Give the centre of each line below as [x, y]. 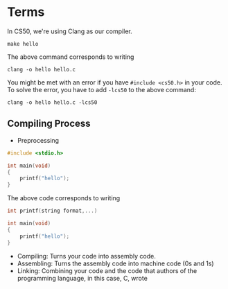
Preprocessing [38, 140]
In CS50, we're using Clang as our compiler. [70, 31]
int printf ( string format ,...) [52, 211]
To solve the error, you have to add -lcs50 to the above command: [102, 89]
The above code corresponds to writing [64, 198]
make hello [23, 44]
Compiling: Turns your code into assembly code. [86, 256]
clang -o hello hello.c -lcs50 [52, 102]
